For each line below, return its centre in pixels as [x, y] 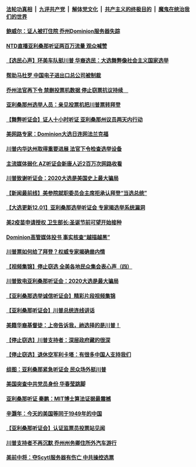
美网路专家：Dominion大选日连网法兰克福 [57, 134]
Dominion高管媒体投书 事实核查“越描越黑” [58, 237]
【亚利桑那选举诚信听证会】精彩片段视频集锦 [61, 296]
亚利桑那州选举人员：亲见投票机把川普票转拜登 [63, 105]
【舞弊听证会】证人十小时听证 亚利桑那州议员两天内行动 [75, 119]
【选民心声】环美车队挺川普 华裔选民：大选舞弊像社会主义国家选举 [88, 61]
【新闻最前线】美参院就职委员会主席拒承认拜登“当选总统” [77, 193]
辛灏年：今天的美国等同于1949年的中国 [54, 414]
